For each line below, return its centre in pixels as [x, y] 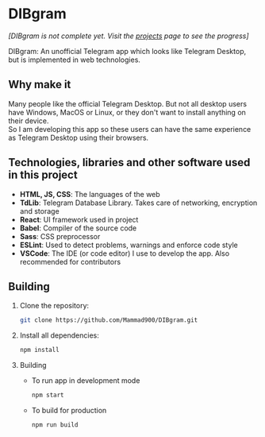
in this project [43, 175]
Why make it [40, 85]
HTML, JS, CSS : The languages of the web [90, 194]
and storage [39, 211]
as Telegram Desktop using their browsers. [79, 137]
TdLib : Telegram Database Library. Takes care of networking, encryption [138, 203]
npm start [48, 395]
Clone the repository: [54, 306]
